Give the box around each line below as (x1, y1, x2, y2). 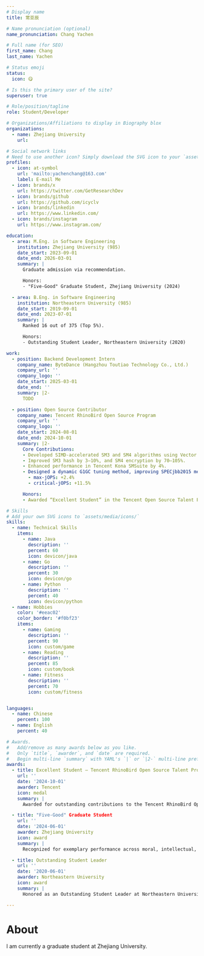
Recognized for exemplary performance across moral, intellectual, (22, 846, 197, 852)
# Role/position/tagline (6, 104, 69, 110)
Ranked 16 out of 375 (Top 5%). (22, 323, 104, 329)
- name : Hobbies (12, 604, 53, 610)
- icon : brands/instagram (12, 216, 78, 222)
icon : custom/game (28, 644, 75, 650)
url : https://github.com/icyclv (17, 199, 99, 205)
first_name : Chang (6, 48, 53, 54)
